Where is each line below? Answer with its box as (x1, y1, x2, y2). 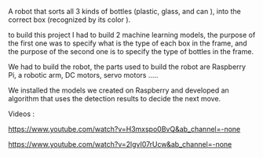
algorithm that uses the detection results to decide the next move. (8, 94, 221, 103)
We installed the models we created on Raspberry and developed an (8, 86, 229, 95)
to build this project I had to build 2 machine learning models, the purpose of (8, 31, 256, 39)
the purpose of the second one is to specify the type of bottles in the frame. (8, 47, 254, 56)
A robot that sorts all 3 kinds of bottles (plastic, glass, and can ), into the (8, 7, 241, 16)
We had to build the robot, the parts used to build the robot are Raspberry (8, 62, 246, 71)
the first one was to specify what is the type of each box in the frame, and (8, 38, 247, 48)
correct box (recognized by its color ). (8, 15, 131, 24)
